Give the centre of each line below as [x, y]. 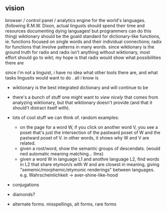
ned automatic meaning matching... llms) [62, 153]
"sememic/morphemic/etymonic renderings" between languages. [87, 169]
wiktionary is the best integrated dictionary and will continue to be [80, 87]
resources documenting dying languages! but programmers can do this [78, 31]
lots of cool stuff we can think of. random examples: [66, 117]
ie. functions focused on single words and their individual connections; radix [83, 41]
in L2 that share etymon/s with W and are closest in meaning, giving [89, 164]
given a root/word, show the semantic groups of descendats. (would [90, 148]
